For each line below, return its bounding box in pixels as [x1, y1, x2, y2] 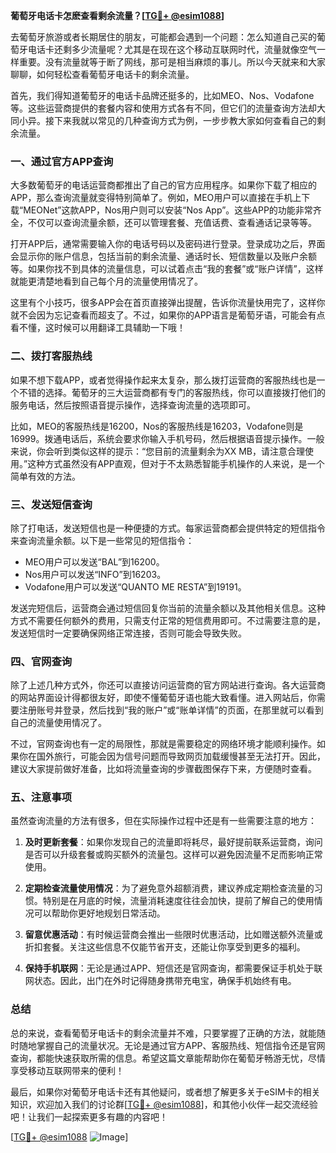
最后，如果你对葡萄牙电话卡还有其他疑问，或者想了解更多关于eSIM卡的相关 [10, 1085, 321, 1098]
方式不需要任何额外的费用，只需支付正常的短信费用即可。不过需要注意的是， [10, 614, 326, 626]
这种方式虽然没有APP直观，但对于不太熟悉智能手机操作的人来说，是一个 [27, 457, 325, 469]
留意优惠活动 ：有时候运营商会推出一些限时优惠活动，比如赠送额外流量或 [24, 929, 323, 941]
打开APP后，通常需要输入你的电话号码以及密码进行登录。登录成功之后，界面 [10, 238, 326, 250]
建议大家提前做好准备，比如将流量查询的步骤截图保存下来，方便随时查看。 [10, 763, 317, 775]
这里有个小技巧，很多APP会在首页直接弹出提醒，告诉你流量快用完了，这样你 [10, 297, 326, 309]
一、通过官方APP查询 [10, 154, 114, 168]
